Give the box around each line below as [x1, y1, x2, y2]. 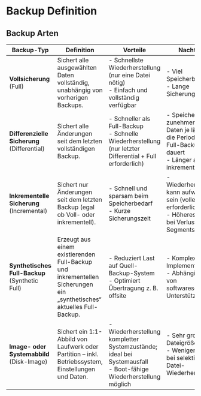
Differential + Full [108, 152, 157, 160]
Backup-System [108, 269, 155, 277]
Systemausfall [108, 358, 148, 365]
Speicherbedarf [108, 199, 153, 208]
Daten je [166, 126, 190, 134]
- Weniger [166, 346, 196, 355]
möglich [108, 380, 132, 388]
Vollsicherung [9, 75, 50, 83]
